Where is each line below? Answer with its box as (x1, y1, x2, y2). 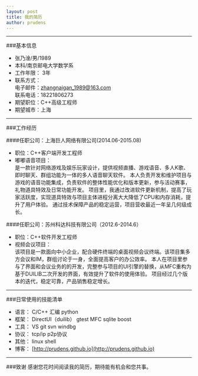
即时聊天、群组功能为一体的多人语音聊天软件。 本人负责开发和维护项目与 (14, 172, 192, 179)
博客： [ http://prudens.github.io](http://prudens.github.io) (14, 345, 155, 352)
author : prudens (6, 19, 46, 25)
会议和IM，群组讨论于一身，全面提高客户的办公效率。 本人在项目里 (19, 256, 183, 263)
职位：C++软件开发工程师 (14, 234, 78, 241)
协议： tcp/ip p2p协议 (14, 331, 68, 338)
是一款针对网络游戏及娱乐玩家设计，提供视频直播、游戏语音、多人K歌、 (14, 164, 189, 171)
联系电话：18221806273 (14, 91, 74, 99)
